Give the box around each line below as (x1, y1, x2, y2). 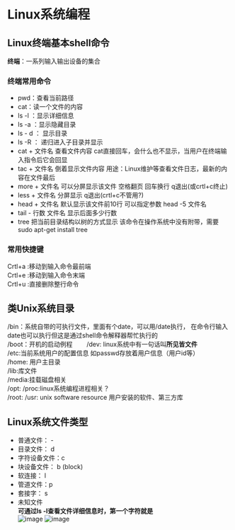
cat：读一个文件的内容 (17, 103, 84, 111)
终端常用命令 (7, 76, 52, 86)
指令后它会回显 (23, 156, 68, 164)
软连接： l (17, 471, 47, 480)
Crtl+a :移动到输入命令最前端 (7, 262, 91, 270)
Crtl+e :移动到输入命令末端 (7, 270, 86, 280)
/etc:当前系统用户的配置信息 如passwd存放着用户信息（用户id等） (7, 349, 200, 357)
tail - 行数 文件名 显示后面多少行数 (17, 209, 117, 217)
